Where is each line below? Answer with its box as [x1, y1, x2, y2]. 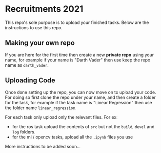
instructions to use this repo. [5, 24, 62, 30]
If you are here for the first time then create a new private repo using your [5, 52, 154, 57]
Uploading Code [5, 76, 55, 85]
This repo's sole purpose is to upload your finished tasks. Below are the [5, 19, 149, 25]
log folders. [12, 129, 36, 134]
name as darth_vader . [5, 62, 49, 68]
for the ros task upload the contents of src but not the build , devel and [12, 123, 155, 130]
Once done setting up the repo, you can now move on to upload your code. [5, 89, 156, 95]
